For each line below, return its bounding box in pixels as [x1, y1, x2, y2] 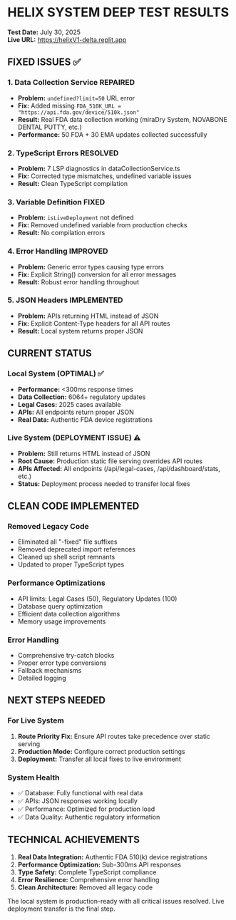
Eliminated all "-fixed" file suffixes [17, 537, 118, 546]
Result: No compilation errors [17, 229, 106, 237]
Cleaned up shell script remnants [17, 553, 116, 562]
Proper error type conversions [17, 658, 107, 667]
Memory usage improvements [17, 617, 106, 626]
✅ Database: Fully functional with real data [17, 789, 143, 797]
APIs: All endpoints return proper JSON [17, 408, 134, 416]
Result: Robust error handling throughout [17, 277, 139, 286]
